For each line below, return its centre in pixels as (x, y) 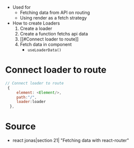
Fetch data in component (46, 44)
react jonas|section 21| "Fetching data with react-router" (71, 140)
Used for (22, 7)
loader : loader (31, 102)
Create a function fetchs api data (54, 34)
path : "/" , (27, 97)
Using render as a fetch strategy (53, 18)
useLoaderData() (44, 50)
